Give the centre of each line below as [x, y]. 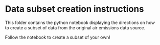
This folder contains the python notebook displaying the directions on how [80, 22]
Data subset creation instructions [75, 9]
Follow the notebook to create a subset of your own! [58, 37]
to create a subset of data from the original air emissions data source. [75, 27]
